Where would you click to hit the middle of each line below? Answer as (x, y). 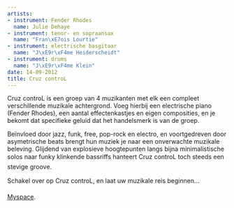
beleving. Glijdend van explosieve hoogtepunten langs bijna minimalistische (116, 149)
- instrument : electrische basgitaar (62, 46)
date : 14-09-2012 (32, 72)
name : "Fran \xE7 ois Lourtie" (56, 40)
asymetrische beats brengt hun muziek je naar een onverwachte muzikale (114, 142)
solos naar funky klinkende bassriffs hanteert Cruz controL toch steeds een (116, 157)
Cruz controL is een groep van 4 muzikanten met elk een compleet (103, 98)
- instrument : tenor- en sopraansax (60, 33)
